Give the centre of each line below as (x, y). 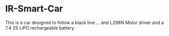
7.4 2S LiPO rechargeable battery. (40, 27)
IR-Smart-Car (34, 9)
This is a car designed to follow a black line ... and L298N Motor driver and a (84, 22)
